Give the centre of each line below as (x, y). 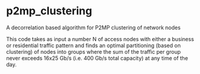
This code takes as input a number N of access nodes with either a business (100, 39)
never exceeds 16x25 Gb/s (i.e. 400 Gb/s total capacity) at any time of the (97, 58)
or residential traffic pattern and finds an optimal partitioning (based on (93, 45)
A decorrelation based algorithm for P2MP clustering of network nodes (93, 27)
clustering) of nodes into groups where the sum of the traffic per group (93, 51)
